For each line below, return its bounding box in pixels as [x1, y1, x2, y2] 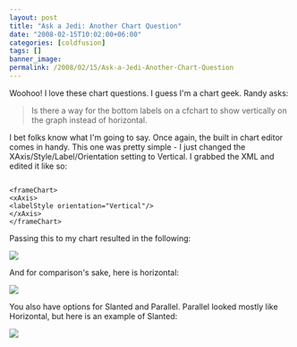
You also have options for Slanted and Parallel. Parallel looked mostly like [9, 301, 279, 312]
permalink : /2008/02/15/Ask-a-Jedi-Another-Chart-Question [9, 64, 234, 73]
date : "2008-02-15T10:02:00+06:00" [9, 30, 142, 39]
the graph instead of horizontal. [30, 114, 148, 126]
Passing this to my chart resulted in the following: [9, 232, 191, 243]
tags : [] [9, 47, 42, 56]
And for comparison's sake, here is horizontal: [9, 266, 180, 278]
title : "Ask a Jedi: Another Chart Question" [9, 22, 182, 30]
